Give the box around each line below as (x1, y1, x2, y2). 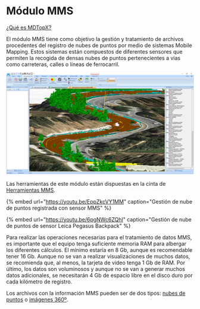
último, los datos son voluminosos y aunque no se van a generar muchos (6, 265, 186, 272)
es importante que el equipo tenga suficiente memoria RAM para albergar (6, 240, 186, 247)
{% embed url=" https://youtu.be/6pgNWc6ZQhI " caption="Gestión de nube (6, 216, 192, 223)
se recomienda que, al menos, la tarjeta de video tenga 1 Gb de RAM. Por (6, 259, 186, 266)
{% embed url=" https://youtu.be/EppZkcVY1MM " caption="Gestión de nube (6, 198, 192, 205)
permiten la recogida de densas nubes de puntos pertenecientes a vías (6, 54, 180, 61)
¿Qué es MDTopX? (6, 24, 52, 31)
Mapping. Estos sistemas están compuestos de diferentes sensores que (6, 48, 183, 55)
